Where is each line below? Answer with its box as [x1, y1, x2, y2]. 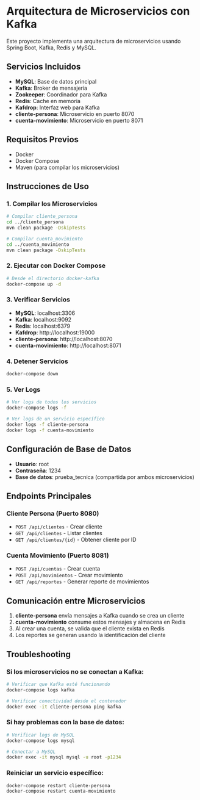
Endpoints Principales [6, 491, 91, 501]
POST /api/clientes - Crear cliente [15, 523, 102, 530]
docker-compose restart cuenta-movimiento [6, 788, 116, 795]
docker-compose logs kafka [6, 686, 75, 693]
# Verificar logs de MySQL [6, 732, 75, 738]
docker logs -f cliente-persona [6, 421, 88, 428]
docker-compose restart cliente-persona [6, 782, 111, 788]
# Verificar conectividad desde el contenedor [6, 697, 127, 704]
